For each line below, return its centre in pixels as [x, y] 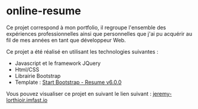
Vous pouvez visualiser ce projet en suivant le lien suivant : [79, 94]
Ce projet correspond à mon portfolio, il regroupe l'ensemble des [86, 27]
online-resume [44, 11]
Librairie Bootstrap [38, 76]
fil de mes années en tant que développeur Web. [66, 40]
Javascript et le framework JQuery [58, 63]
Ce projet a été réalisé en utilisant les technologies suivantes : [82, 51]
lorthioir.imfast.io [27, 100]
